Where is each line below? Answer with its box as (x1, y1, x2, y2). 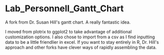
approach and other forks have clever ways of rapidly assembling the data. (5, 44, 157, 50)
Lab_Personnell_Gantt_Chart (5, 3, 124, 14)
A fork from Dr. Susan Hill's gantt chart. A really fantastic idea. (5, 19, 131, 25)
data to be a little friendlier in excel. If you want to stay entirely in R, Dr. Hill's (5, 39, 159, 45)
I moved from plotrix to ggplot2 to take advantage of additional (5, 28, 132, 34)
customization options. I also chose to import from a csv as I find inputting (5, 34, 155, 40)
